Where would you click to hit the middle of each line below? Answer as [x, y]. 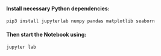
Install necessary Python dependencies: [58, 8]
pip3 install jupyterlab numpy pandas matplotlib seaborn [80, 21]
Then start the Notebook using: [46, 34]
